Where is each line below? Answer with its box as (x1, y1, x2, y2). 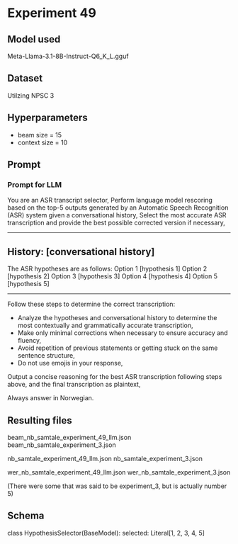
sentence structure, (17, 351, 76, 360)
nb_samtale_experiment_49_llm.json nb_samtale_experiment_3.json (7, 454, 203, 463)
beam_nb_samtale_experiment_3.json (7, 441, 116, 449)
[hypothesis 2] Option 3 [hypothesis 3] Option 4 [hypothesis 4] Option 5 (7, 272, 218, 280)
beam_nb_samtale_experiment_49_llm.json (7, 433, 132, 441)
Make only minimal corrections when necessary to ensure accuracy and (17, 329, 228, 337)
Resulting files (7, 414, 72, 426)
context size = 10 (17, 138, 68, 147)
